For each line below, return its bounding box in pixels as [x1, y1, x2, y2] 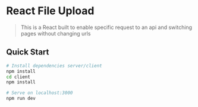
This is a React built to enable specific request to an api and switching [20, 24, 192, 31]
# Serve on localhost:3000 [6, 90, 73, 96]
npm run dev [6, 96, 36, 102]
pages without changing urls [20, 30, 91, 37]
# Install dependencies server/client [6, 63, 102, 69]
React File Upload [6, 4, 95, 18]
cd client [6, 74, 31, 80]
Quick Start [6, 47, 49, 57]
